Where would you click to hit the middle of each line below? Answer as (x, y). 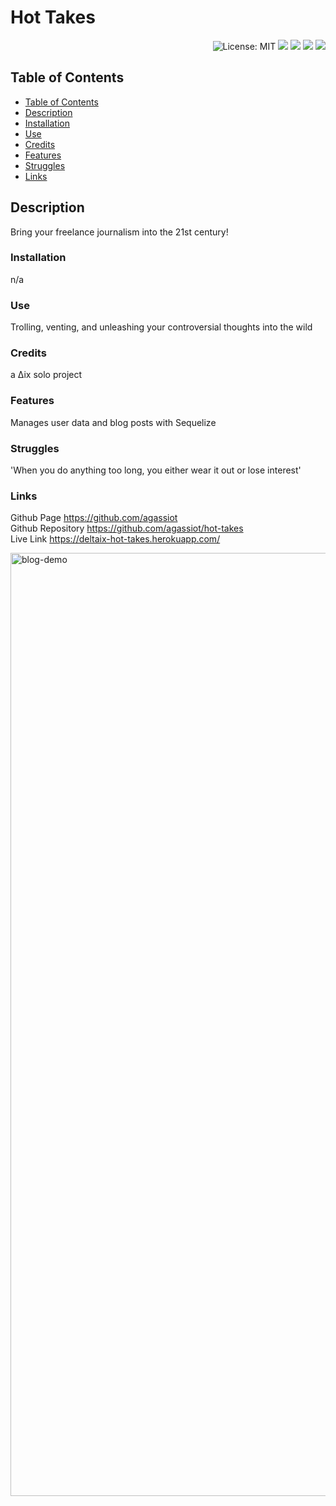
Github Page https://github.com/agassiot (94, 518)
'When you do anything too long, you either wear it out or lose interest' (156, 470)
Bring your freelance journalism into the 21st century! (119, 232)
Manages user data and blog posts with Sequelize (113, 422)
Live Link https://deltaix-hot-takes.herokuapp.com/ (115, 539)
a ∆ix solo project (46, 375)
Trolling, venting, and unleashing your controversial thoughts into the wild (161, 327)
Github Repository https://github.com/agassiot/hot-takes (127, 528)
